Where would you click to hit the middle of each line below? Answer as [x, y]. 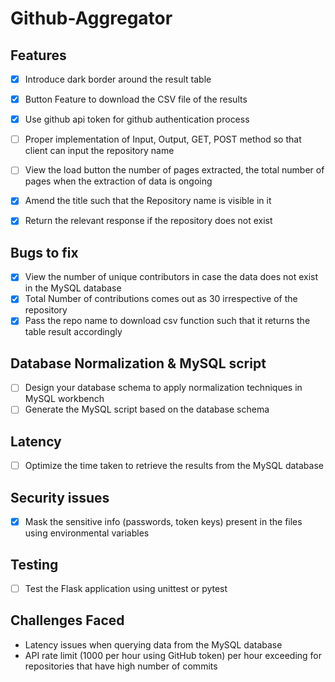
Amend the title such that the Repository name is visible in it [148, 201]
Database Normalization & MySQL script [138, 363]
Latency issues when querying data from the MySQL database [153, 644]
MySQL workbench [64, 399]
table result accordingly [73, 332]
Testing [34, 564]
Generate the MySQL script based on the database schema [147, 409]
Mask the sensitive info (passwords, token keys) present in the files [163, 522]
